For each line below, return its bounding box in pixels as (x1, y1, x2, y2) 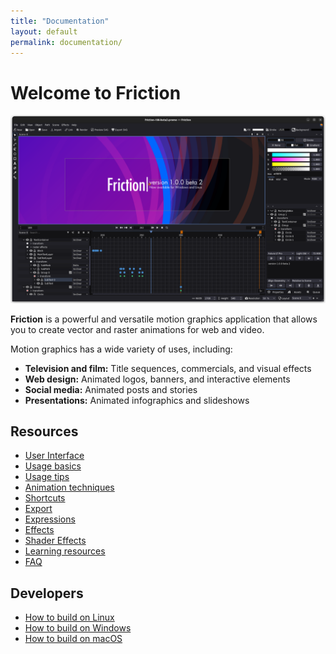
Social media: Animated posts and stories (24, 383, 198, 395)
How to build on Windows (24, 622, 132, 634)
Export (24, 503, 53, 515)
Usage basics (24, 460, 82, 472)
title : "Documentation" (10, 16, 110, 26)
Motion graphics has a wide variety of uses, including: (10, 343, 233, 355)
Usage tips (24, 471, 70, 483)
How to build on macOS (24, 633, 123, 645)
